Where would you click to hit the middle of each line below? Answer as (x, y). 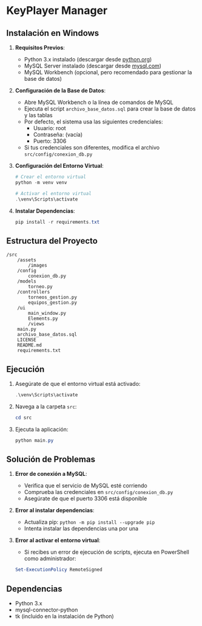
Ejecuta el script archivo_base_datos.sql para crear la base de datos (110, 109)
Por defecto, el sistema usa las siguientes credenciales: (93, 122)
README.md (30, 345)
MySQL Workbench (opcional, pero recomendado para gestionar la (108, 72)
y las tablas (38, 115)
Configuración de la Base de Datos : (60, 91)
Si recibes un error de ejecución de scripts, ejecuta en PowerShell (106, 552)
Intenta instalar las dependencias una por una (81, 529)
